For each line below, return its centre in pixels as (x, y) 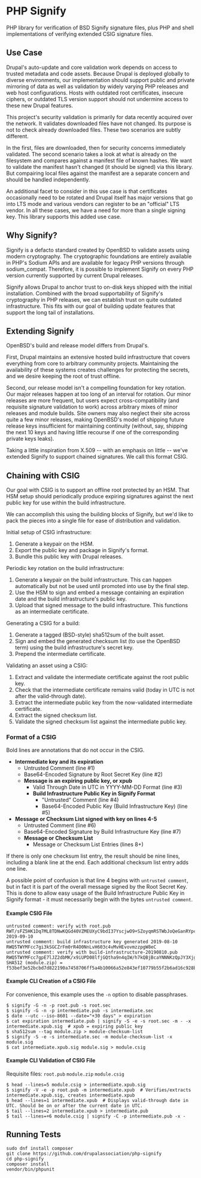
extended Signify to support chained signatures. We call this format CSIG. (97, 457)
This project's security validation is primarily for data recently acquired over (100, 117)
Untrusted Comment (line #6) (60, 825)
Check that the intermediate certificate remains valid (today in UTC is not (105, 690)
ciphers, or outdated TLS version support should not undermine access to (97, 99)
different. (17, 136)
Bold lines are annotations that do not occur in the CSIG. (75, 750)
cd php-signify (25, 1159)
